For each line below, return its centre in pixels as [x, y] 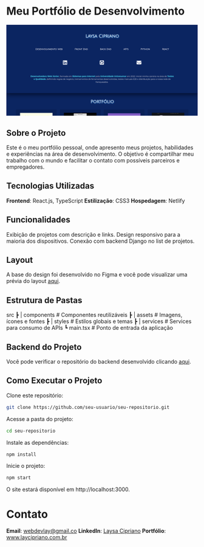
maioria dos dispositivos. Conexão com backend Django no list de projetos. [100, 241]
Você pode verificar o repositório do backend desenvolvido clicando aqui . [99, 362]
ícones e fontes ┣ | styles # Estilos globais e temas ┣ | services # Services [99, 321]
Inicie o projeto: [26, 466]
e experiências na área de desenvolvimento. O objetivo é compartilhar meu [100, 154]
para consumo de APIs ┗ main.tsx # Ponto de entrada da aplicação [90, 328]
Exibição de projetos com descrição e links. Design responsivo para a [93, 234]
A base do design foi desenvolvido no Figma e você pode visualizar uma [97, 274]
